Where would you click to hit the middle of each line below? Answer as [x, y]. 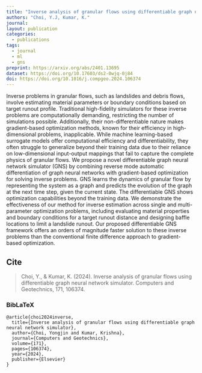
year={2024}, [28, 354]
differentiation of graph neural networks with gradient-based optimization [97, 173]
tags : [13, 46]
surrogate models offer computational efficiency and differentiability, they [97, 141]
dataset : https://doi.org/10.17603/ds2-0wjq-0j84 [70, 73]
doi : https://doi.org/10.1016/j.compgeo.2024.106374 [74, 79]
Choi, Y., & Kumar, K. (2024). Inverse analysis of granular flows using [106, 276]
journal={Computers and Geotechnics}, [60, 338]
